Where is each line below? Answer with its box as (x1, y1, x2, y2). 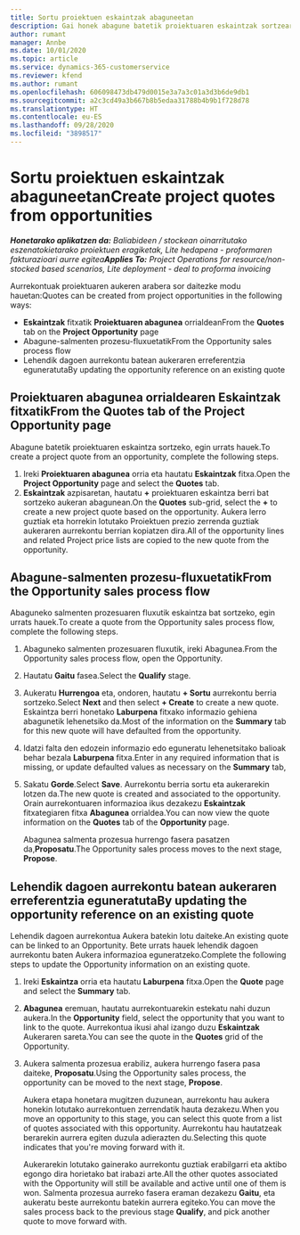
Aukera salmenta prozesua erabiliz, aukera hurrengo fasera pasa (22, 1058, 261, 1069)
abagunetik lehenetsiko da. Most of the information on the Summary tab (22, 716, 287, 727)
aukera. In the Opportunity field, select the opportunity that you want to (22, 1013, 285, 1024)
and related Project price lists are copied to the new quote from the (22, 534, 270, 545)
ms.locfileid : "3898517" (10, 129, 102, 138)
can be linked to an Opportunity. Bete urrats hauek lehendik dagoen (10, 940, 259, 951)
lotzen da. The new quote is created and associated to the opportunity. (22, 788, 281, 799)
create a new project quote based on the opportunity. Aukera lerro (22, 506, 267, 517)
